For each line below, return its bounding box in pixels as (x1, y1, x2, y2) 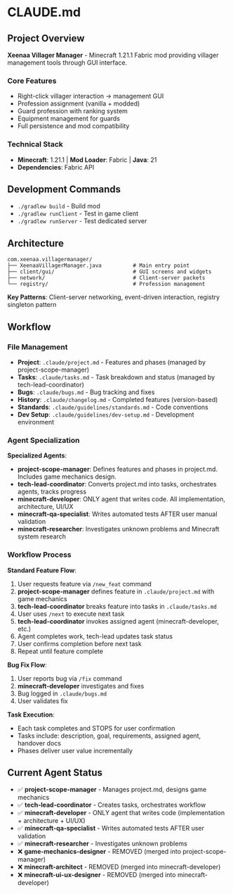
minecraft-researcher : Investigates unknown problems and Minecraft (17, 525, 220, 534)
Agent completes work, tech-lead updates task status (17, 631, 173, 641)
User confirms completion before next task (17, 639, 142, 648)
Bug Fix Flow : (7, 660, 47, 669)
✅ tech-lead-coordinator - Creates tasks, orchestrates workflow (17, 800, 206, 810)
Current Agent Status (7, 767, 103, 779)
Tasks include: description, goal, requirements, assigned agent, (17, 731, 201, 740)
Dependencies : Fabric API (17, 163, 95, 171)
